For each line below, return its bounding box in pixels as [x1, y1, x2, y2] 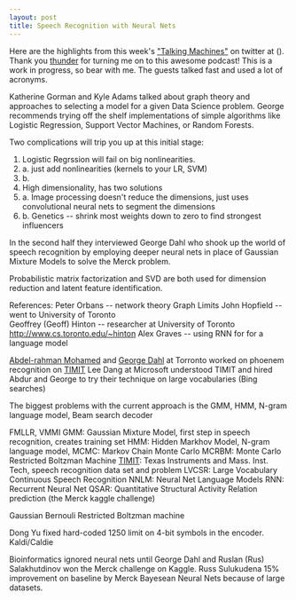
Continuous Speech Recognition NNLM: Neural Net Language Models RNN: [9, 474, 285, 485]
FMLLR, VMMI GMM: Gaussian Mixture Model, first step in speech [9, 427, 251, 438]
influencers [21, 219, 64, 231]
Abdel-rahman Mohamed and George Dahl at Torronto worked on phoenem [9, 354, 285, 365]
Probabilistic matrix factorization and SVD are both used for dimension [9, 272, 267, 284]
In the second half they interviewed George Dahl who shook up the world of [9, 237, 286, 248]
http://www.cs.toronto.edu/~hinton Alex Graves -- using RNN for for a [9, 328, 264, 338]
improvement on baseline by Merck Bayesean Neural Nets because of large [9, 572, 285, 583]
